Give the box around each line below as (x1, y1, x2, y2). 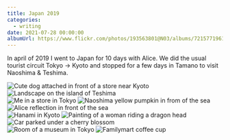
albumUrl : (7, 36, 36, 42)
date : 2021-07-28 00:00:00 (7, 29, 84, 36)
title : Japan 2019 (7, 10, 60, 17)
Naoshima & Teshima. (7, 69, 68, 77)
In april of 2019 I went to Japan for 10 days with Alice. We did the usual (7, 54, 207, 62)
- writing (13, 23, 41, 29)
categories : (7, 16, 41, 23)
